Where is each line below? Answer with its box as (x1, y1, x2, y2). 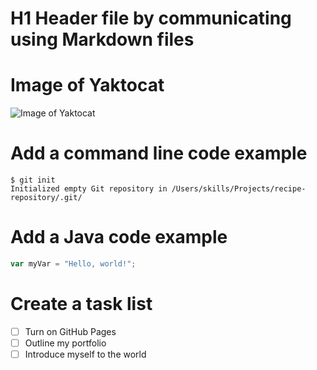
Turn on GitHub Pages (24, 325, 117, 337)
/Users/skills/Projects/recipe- (171, 184, 307, 194)
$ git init (10, 175, 56, 186)
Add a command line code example (10, 142, 308, 165)
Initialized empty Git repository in (10, 184, 168, 194)
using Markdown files (10, 28, 195, 51)
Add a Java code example (10, 226, 228, 249)
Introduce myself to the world (24, 348, 147, 360)
